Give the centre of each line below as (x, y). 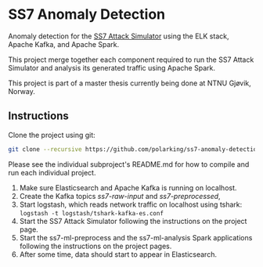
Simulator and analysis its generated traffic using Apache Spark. (112, 67)
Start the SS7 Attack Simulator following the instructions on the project (133, 221)
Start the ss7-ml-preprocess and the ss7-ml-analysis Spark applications (136, 237)
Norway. (22, 91)
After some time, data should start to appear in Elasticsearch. (118, 254)
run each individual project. (52, 172)
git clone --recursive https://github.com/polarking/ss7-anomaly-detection (134, 149)
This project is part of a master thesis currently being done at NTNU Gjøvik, (130, 83)
